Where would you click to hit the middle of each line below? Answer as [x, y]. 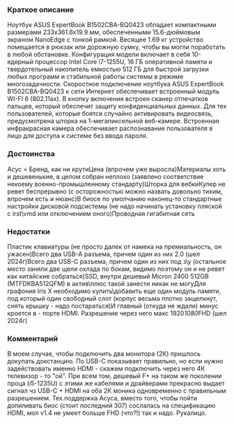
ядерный [20, 62]
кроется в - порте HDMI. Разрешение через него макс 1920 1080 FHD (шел [117, 313]
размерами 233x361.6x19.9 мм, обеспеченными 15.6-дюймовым [104, 32]
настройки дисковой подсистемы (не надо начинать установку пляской [115, 206]
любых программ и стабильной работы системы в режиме [95, 77]
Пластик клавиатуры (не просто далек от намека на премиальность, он [115, 246]
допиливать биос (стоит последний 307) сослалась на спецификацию [111, 406]
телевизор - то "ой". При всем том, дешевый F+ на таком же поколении [115, 376]
